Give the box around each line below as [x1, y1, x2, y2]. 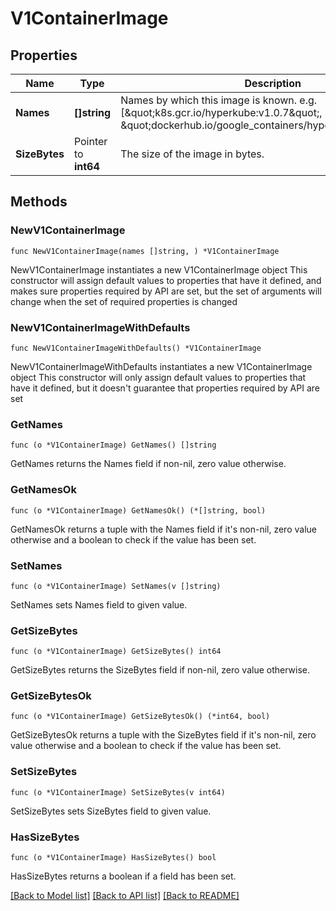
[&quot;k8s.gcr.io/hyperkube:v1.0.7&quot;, [120, 106, 323, 119]
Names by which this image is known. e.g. [120, 93, 318, 107]
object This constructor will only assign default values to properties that [10, 371, 307, 383]
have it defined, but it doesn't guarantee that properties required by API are [10, 382, 320, 394]
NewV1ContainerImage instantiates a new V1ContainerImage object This [10, 263, 308, 276]
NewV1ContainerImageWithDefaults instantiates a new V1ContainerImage [10, 360, 313, 372]
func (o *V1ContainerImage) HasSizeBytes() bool [10, 853, 217, 863]
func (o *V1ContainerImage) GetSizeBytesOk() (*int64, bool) [10, 712, 271, 722]
